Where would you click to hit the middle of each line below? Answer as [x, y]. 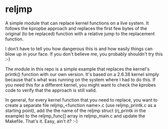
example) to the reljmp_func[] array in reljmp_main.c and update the [75, 115]
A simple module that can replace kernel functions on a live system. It [77, 23]
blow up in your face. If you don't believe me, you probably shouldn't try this [84, 54]
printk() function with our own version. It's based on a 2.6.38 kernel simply [82, 74]
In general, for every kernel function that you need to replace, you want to [81, 100]
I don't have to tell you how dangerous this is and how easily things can [79, 48]
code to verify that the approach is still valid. [51, 90]
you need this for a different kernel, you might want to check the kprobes [81, 85]
